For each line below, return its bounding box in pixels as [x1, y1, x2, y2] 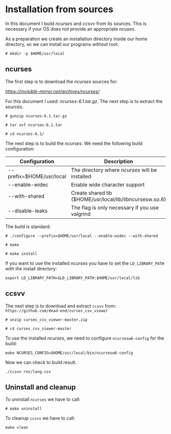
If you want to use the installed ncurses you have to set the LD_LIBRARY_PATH [5, 260, 164, 266]
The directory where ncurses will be [71, 166, 157, 173]
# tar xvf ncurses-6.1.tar [5, 122, 63, 127]
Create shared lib [71, 189, 112, 196]
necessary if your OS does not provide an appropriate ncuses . [5, 25, 136, 32]
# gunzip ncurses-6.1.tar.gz [5, 113, 67, 118]
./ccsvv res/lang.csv [5, 369, 51, 374]
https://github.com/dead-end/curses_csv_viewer [5, 308, 108, 313]
